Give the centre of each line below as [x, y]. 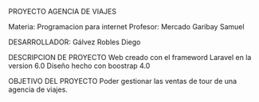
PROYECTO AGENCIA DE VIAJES [63, 11]
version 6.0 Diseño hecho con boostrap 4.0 [79, 66]
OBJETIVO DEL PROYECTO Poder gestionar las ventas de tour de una [123, 81]
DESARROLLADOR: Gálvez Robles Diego [75, 42]
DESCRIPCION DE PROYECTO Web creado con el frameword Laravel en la [130, 57]
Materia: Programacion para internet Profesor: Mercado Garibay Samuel [126, 26]
